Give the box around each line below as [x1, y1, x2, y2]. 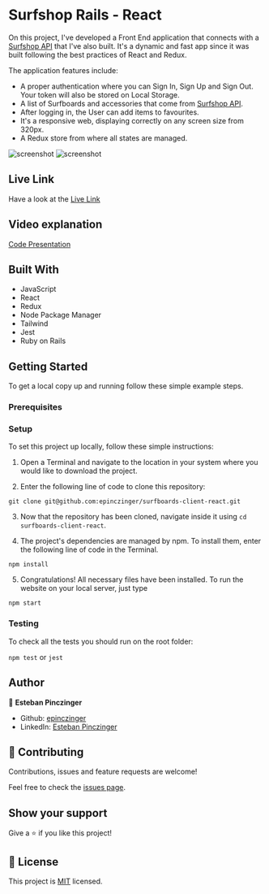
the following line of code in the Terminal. [19, 545, 159, 554]
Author [8, 676, 45, 690]
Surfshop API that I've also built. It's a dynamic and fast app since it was [8, 41, 250, 50]
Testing [8, 618, 39, 629]
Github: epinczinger [19, 713, 87, 723]
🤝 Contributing [8, 745, 84, 759]
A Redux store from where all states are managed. [19, 132, 188, 143]
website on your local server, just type [19, 584, 148, 593]
